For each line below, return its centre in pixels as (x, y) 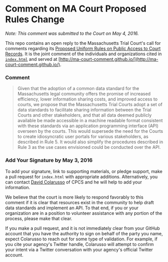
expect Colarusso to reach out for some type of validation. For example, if (81, 239)
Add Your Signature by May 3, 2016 (49, 160)
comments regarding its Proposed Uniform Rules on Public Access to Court (83, 48)
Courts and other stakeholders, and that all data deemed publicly (85, 115)
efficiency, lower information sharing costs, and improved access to (88, 99)
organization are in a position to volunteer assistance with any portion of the (84, 213)
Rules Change (35, 19)
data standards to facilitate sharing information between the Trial (84, 110)
